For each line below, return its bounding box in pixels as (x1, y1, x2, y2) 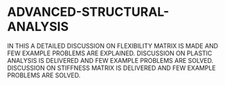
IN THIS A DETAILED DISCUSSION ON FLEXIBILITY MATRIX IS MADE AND (7, 41, 219, 50)
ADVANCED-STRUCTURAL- (7, 4, 170, 20)
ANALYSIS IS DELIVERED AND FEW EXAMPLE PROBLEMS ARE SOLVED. (7, 56, 214, 64)
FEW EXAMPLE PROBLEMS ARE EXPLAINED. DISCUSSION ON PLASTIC (7, 49, 213, 57)
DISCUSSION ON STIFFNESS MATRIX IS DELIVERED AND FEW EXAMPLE (7, 64, 216, 72)
